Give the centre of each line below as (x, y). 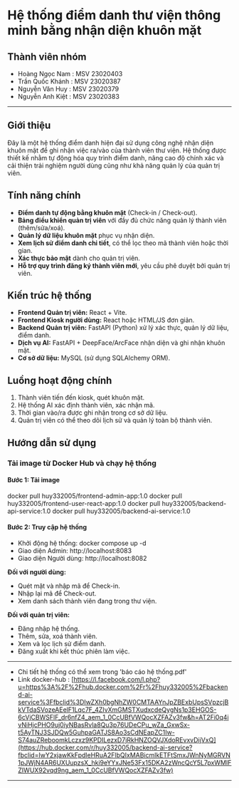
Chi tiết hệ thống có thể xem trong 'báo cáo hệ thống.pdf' (102, 672)
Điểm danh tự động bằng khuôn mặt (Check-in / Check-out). (107, 212)
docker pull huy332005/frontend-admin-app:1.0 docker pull (95, 496)
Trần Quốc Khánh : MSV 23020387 (69, 81)
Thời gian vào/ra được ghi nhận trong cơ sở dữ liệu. (93, 413)
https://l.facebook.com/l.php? (117, 679)
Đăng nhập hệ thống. (49, 628)
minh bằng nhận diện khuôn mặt (105, 30)
